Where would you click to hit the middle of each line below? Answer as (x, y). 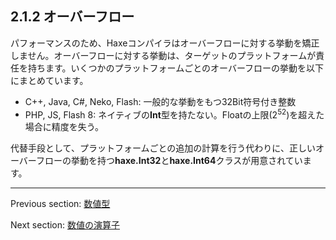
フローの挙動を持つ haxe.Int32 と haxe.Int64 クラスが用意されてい (169, 161)
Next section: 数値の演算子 (65, 225)
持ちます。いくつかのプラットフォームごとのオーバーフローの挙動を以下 (176, 68)
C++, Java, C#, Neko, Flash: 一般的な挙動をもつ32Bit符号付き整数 (160, 101)
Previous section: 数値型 (60, 204)
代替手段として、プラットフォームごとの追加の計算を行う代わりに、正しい (163, 148)
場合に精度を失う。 (64, 127)
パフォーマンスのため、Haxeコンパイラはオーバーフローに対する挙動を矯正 (165, 43)
